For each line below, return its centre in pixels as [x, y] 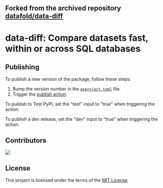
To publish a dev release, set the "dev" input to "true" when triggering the [81, 119]
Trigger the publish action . [40, 94]
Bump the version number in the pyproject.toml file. [67, 89]
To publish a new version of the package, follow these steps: [68, 79]
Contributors [26, 140]
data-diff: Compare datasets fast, [77, 38]
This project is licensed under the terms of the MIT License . [67, 180]
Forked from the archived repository [63, 8]
